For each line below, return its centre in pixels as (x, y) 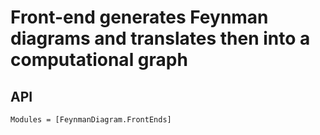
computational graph (99, 60)
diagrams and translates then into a (160, 38)
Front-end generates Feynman (139, 17)
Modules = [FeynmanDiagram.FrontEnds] (91, 120)
